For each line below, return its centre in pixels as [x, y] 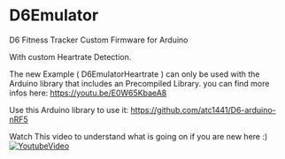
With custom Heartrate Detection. [70, 57]
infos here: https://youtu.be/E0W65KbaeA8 [88, 93]
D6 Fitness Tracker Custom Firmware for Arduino [99, 40]
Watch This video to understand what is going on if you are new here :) [139, 136]
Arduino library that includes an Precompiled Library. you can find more [139, 83]
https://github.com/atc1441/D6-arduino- [203, 110]
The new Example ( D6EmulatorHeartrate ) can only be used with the [135, 74]
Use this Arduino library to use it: [69, 110]
